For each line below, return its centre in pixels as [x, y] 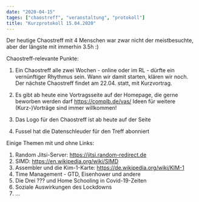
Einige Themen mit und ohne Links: [50, 143]
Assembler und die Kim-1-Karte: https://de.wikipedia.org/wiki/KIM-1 [100, 168]
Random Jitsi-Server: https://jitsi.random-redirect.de [81, 155]
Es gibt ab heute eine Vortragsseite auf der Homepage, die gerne [96, 95]
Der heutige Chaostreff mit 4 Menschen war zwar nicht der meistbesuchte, [100, 41]
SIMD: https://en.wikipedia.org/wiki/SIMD [67, 161]
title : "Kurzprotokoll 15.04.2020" [51, 23]
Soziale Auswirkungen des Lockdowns [63, 187]
